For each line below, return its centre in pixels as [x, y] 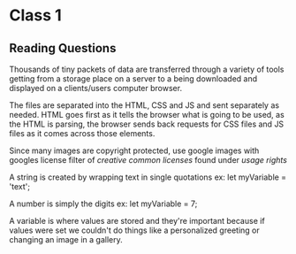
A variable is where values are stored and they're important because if [137, 221]
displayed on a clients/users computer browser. [96, 88]
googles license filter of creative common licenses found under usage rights [148, 160]
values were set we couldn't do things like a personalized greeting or [134, 230]
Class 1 [35, 15]
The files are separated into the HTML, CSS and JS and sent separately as [144, 105]
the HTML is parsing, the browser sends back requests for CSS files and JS [147, 124]
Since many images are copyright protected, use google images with [134, 150]
